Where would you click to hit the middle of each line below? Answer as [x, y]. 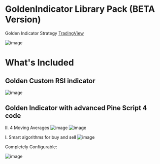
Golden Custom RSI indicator [50, 81]
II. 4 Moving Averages [27, 128]
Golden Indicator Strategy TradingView [45, 33]
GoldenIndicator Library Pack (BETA [80, 9]
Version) [23, 19]
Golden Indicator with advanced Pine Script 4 [76, 108]
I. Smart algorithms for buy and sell [41, 137]
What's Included [40, 63]
